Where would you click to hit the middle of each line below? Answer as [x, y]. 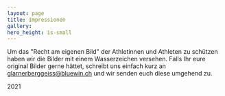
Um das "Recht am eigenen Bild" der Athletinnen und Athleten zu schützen [113, 52]
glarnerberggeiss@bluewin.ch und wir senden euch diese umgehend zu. [110, 74]
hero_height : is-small [39, 32]
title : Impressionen [37, 20]
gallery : [20, 26]
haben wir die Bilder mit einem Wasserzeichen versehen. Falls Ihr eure [106, 59]
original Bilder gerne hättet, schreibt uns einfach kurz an [87, 66]
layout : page [26, 13]
